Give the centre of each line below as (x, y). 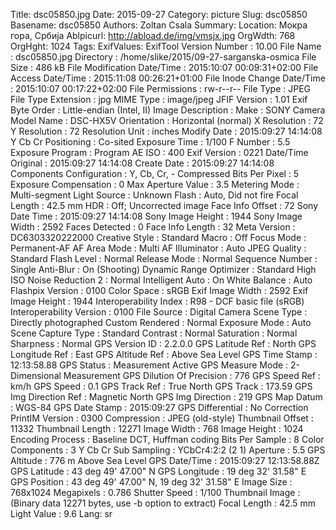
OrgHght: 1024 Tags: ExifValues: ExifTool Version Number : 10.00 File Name (166, 46)
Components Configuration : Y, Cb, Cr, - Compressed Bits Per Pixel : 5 (155, 173)
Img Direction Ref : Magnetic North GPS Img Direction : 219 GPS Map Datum (166, 397)
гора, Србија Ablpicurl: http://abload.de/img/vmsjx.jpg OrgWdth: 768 (153, 35)
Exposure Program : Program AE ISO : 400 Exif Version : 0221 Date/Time (159, 152)
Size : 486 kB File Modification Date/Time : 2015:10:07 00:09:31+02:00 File (164, 67)
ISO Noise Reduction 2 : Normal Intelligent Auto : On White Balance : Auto (161, 280)
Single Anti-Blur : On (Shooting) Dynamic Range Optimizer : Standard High (163, 269)
